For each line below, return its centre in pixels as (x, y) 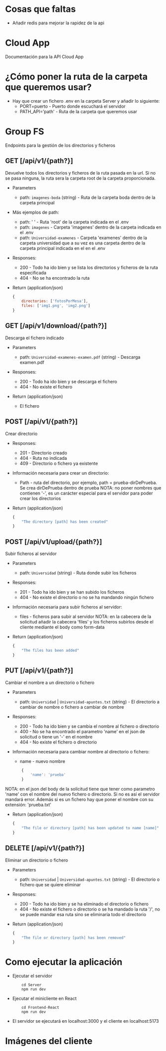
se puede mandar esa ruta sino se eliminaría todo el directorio (83, 914)
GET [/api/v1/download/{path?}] (56, 326)
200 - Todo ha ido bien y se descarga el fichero (68, 381)
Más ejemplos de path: (36, 212)
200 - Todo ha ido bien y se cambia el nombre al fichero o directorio (89, 726)
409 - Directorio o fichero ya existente (59, 463)
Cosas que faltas (40, 9)
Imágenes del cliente (49, 1041)
